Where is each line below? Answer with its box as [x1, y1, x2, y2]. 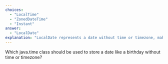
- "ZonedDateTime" [9, 16, 48, 21]
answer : [5, 26, 21, 31]
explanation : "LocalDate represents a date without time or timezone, [5, 35, 155, 40]
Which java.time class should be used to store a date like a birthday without [5, 48, 161, 55]
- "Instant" [9, 21, 35, 26]
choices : [5, 7, 23, 12]
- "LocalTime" [9, 12, 39, 17]
